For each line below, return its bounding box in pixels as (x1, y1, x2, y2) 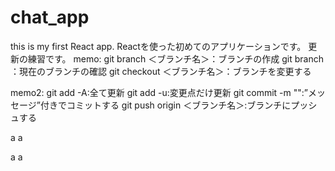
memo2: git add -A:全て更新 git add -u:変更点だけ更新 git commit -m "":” (10, 86, 308, 98)
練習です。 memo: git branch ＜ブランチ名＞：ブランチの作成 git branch (27, 52, 324, 65)
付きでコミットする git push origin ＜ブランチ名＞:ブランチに (39, 99, 292, 111)
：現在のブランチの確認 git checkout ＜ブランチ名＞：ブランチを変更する (10, 65, 312, 77)
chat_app (10, 6, 90, 29)
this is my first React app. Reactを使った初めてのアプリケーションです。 (10, 40, 307, 52)
